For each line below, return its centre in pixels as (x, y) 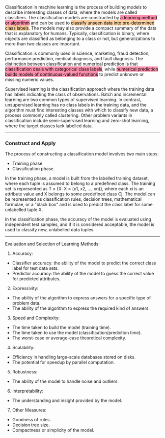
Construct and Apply (30, 143)
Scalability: (23, 348)
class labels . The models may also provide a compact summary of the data (81, 28)
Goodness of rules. (31, 420)
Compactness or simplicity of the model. (53, 430)
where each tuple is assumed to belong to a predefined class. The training (80, 183)
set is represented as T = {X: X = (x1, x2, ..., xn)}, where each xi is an (74, 189)
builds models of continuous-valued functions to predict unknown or (74, 74)
